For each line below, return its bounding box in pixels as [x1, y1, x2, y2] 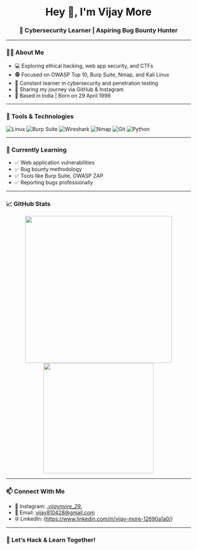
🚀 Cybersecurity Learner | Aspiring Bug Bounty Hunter [19, 26, 178, 35]
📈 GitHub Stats [6, 200, 51, 208]
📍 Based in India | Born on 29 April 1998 [14, 92, 111, 99]
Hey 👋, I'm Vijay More [45, 5, 152, 19]
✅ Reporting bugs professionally [14, 179, 93, 186]
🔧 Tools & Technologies [6, 112, 74, 120]
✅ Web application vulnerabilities [14, 159, 95, 166]
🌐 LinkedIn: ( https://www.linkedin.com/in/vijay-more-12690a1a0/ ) [14, 515, 173, 522]
